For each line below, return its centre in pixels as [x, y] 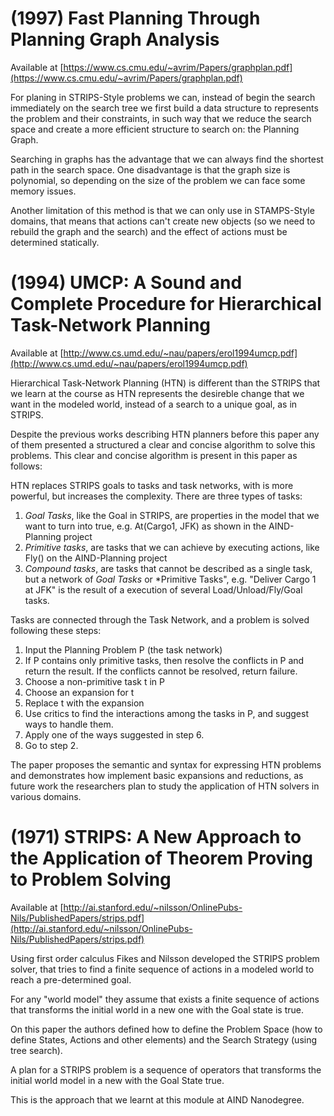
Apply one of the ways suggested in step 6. [114, 734]
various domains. [46, 796]
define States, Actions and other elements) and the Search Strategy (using [164, 1039]
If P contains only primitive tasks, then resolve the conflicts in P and [164, 660]
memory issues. [43, 191]
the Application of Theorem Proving [162, 858]
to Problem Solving [91, 879]
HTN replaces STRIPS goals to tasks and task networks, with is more [152, 485]
